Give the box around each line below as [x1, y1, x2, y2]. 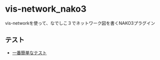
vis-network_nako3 [5, 3, 87, 15]
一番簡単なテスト [12, 50, 47, 56]
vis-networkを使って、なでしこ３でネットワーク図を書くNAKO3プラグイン [5, 20, 156, 26]
